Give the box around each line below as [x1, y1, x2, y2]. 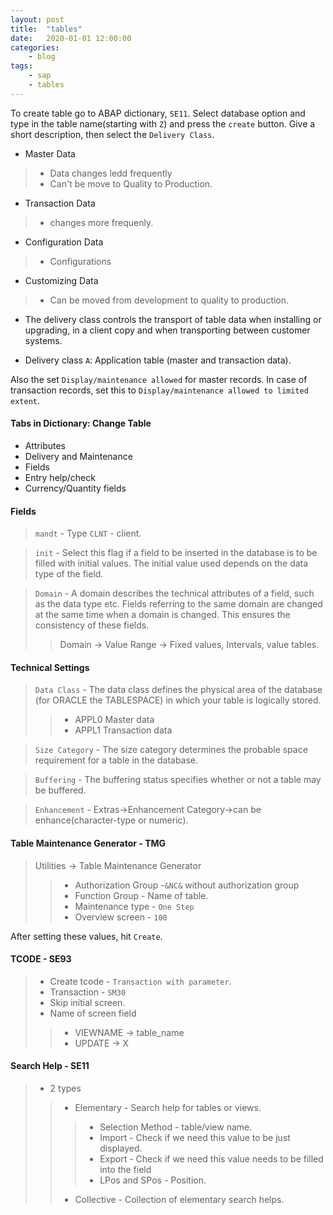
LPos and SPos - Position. [99, 1174, 207, 1186]
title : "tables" [10, 24, 83, 34]
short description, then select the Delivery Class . [10, 128, 215, 140]
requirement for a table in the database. [34, 754, 199, 766]
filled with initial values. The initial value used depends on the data [34, 557, 309, 570]
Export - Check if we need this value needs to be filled [99, 1152, 324, 1165]
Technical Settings [10, 661, 90, 673]
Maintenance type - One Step [74, 900, 195, 912]
